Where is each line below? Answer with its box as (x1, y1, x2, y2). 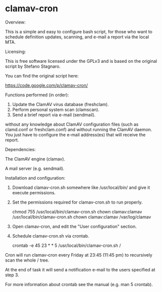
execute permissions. (12, 189, 56, 195)
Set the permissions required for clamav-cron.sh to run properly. (12, 199, 143, 205)
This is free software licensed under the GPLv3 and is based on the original (5, 58, 157, 64)
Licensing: (5, 49, 26, 54)
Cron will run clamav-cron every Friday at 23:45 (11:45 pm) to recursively (5, 252, 153, 258)
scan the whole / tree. (5, 257, 50, 263)
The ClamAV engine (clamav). (5, 156, 65, 162)
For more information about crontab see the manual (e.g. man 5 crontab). (5, 281, 153, 287)
